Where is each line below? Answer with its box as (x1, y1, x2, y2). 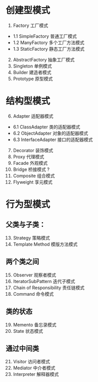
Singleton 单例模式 (13, 63, 52, 69)
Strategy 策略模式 (13, 234, 50, 241)
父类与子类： (6, 220, 46, 229)
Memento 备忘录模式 (13, 322, 57, 328)
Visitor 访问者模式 (13, 359, 50, 365)
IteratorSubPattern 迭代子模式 (13, 278, 75, 284)
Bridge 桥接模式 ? (13, 166, 50, 172)
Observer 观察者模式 (13, 272, 57, 278)
